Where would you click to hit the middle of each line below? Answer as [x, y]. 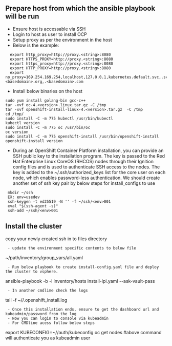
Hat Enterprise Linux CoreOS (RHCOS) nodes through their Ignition [83, 161]
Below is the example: [36, 45]
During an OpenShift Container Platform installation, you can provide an [88, 150]
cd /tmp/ [15, 114]
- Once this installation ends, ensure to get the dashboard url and [83, 309]
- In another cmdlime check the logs [48, 290]
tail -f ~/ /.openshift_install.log [36, 300]
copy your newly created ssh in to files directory [56, 239]
